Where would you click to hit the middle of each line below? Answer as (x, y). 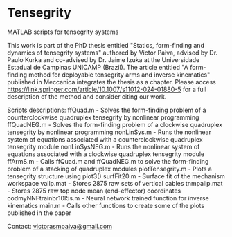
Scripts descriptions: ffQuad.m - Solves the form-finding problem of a (107, 110)
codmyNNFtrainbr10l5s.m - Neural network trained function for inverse (108, 198)
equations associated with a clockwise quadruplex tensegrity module (106, 154)
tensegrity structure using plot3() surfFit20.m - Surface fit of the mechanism (116, 176)
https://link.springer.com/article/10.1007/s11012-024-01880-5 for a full (107, 89)
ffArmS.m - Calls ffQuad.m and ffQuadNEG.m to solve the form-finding (108, 161)
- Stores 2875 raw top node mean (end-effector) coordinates (94, 191)
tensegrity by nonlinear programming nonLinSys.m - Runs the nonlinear (109, 132)
